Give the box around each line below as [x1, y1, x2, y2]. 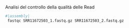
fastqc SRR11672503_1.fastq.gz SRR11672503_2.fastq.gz [7, 18, 124, 23]
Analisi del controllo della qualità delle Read [5, 4, 95, 10]
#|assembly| [5, 14, 30, 19]
